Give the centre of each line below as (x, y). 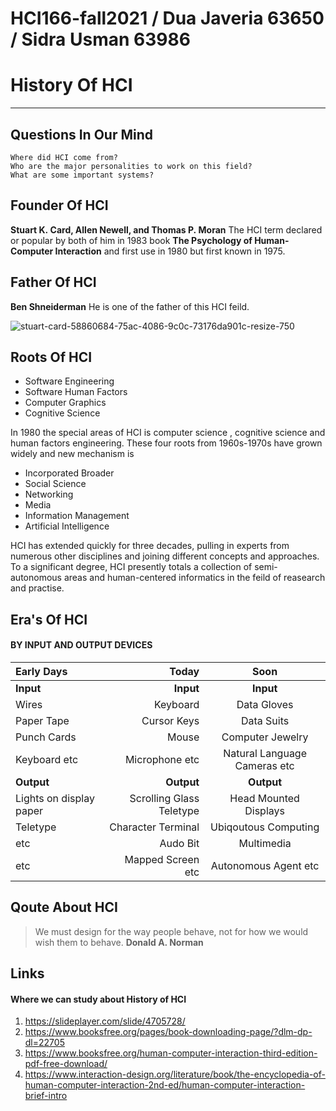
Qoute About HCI (64, 907)
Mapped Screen (162, 859)
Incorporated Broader (69, 473)
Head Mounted (264, 798)
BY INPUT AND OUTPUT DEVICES (81, 645)
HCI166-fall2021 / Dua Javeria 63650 (167, 18)
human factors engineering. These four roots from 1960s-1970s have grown (166, 443)
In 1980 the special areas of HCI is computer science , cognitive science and (168, 433)
